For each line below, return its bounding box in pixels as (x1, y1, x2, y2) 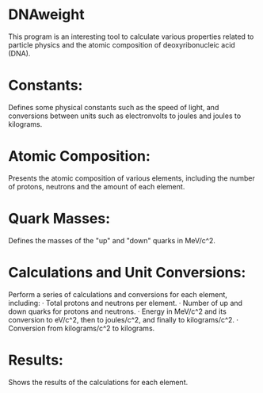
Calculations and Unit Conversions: (8, 263, 246, 281)
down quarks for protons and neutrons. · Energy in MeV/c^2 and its (8, 307, 227, 316)
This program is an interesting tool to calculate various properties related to (8, 32, 254, 41)
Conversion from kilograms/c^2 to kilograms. (8, 323, 155, 333)
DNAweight (8, 6, 85, 24)
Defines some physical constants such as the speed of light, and (8, 102, 219, 112)
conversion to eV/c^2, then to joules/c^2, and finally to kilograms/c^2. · (8, 315, 239, 324)
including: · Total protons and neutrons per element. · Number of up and (8, 298, 243, 307)
